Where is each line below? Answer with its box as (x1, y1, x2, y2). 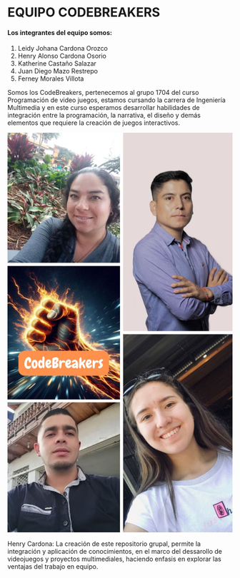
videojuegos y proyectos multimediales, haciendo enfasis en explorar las (7, 554, 221, 564)
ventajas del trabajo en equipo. (7, 562, 99, 571)
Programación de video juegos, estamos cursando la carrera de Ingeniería (7, 96, 226, 104)
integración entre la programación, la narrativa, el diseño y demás (7, 111, 201, 120)
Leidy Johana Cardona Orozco (17, 44, 109, 53)
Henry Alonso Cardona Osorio (17, 51, 107, 61)
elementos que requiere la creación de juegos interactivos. (7, 118, 181, 127)
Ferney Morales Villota (17, 74, 84, 83)
